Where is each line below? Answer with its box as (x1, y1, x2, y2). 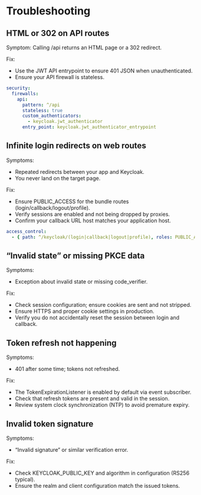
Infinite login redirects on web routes (6, 141, 147, 151)
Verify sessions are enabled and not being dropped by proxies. (14, 210, 170, 218)
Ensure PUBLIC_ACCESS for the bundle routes (14, 198, 129, 205)
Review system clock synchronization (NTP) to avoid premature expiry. (14, 402, 190, 409)
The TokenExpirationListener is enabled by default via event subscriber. (14, 388, 191, 396)
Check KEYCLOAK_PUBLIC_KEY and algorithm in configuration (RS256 (14, 469, 190, 476)
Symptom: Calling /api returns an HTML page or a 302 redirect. (6, 44, 162, 51)
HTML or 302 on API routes (6, 28, 109, 38)
